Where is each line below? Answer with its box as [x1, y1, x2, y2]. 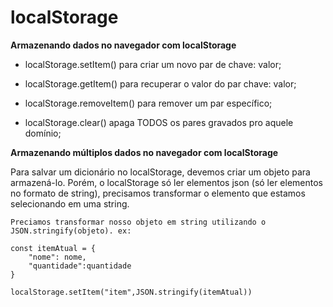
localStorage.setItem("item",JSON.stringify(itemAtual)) [10, 287, 253, 297]
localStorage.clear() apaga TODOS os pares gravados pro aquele [24, 116, 294, 128]
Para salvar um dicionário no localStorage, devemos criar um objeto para [10, 166, 311, 178]
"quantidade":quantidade [28, 261, 132, 271]
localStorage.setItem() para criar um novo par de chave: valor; [24, 58, 282, 70]
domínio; [24, 127, 62, 139]
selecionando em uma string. [10, 197, 130, 210]
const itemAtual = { [10, 243, 97, 253]
